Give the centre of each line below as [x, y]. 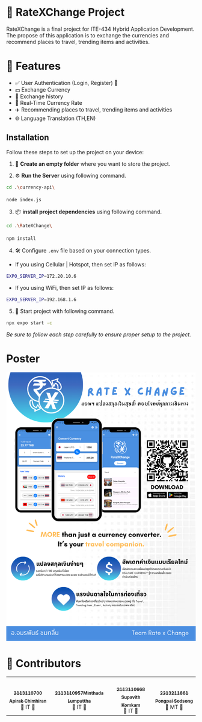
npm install [21, 239]
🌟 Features [34, 66]
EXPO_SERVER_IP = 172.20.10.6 [41, 276]
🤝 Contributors [44, 663]
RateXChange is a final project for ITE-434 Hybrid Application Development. [100, 29]
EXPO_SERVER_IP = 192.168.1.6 [41, 300]
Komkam [131, 705]
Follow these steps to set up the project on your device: [75, 152]
